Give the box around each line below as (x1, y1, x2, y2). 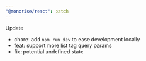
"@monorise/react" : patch (5, 8, 69, 15)
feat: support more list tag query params (13, 42, 112, 49)
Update (5, 24, 24, 31)
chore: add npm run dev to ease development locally (13, 35, 140, 42)
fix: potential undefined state (13, 48, 84, 55)
